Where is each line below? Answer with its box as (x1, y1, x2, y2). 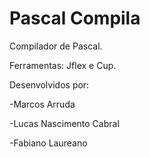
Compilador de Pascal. (9, 40, 103, 52)
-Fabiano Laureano (9, 137, 88, 149)
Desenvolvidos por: (9, 78, 90, 91)
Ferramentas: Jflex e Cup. (9, 59, 117, 71)
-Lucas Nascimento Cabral (9, 117, 120, 129)
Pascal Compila (9, 7, 141, 30)
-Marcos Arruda (9, 98, 76, 110)
